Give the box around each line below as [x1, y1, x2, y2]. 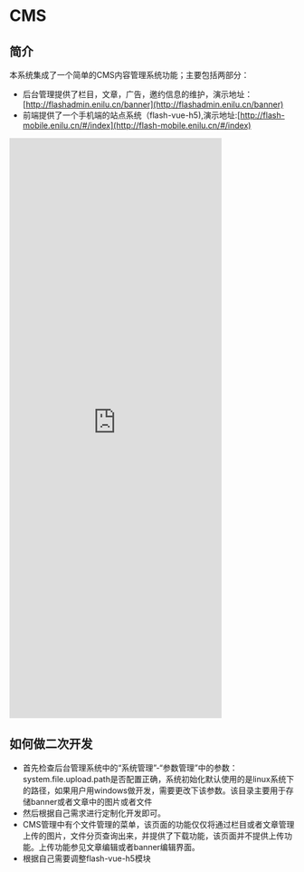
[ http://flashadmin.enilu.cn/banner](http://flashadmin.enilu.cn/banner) [22, 99, 284, 110]
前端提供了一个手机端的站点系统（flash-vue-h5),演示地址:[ [22, 110, 241, 121]
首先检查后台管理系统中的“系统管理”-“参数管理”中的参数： [22, 762, 238, 773]
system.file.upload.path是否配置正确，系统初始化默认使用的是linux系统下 [22, 773, 295, 784]
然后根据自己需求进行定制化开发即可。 [22, 808, 166, 819]
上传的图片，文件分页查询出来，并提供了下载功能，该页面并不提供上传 [22, 830, 285, 841]
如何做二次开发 [9, 736, 93, 752]
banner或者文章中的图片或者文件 [30, 796, 153, 807]
